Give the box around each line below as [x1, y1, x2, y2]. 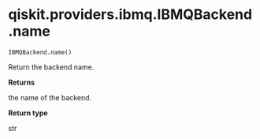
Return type [8, 108, 49, 118]
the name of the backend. [8, 92, 92, 102]
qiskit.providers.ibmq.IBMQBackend [8, 6, 253, 24]
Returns [8, 77, 35, 87]
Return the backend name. [8, 62, 95, 72]
